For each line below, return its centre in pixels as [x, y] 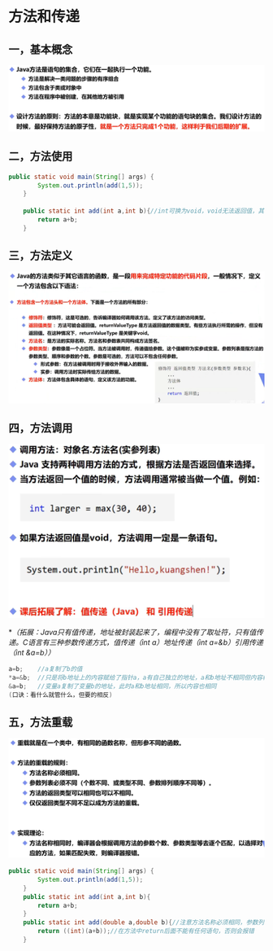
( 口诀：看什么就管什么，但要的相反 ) [61, 695]
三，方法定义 [41, 256]
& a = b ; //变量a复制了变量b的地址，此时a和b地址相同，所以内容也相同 [113, 686]
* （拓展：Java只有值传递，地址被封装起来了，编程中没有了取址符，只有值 [132, 633]
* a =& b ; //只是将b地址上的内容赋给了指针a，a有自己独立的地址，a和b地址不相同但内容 [135, 678]
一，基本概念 [41, 49]
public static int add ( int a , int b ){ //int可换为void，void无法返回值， [141, 211]
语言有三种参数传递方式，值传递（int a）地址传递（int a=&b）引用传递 [146, 642]
